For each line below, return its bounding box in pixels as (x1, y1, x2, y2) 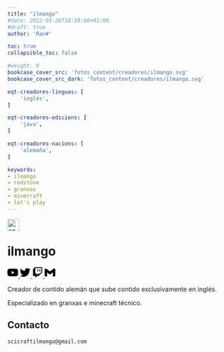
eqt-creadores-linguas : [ (7, 88, 84, 96)
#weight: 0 (7, 62, 40, 69)
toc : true (7, 43, 37, 50)
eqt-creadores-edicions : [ (7, 114, 87, 121)
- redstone (7, 179, 40, 186)
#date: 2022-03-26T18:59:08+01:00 (7, 17, 110, 24)
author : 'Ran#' (7, 30, 52, 38)
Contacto (7, 319, 50, 331)
